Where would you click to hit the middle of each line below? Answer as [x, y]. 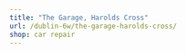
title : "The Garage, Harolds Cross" [79, 18]
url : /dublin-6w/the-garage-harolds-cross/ [93, 26]
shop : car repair [42, 34]
